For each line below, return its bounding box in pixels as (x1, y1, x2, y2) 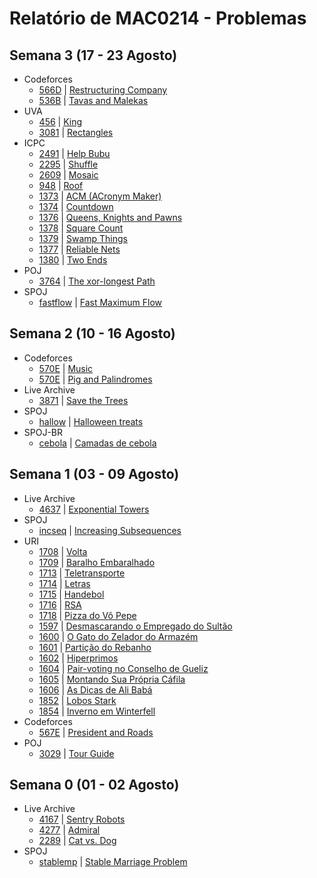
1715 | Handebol (38, 588, 105, 600)
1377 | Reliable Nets (38, 243, 121, 255)
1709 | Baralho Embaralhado (38, 556, 156, 568)
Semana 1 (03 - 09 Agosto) (9, 466, 180, 483)
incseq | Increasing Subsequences (38, 524, 182, 536)
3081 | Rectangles (38, 127, 114, 138)
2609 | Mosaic (38, 169, 99, 181)
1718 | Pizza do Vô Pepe (38, 609, 137, 621)
